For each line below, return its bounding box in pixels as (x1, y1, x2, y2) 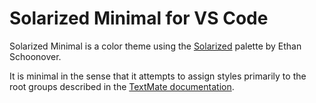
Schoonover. (9, 50, 62, 62)
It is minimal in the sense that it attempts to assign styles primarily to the (9, 70, 307, 82)
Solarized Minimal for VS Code (9, 7, 269, 30)
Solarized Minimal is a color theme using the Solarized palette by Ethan (9, 40, 302, 52)
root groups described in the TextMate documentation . (9, 80, 235, 92)
